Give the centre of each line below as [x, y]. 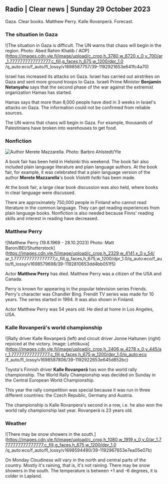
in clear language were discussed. [40, 193]
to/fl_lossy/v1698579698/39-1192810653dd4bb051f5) [60, 264]
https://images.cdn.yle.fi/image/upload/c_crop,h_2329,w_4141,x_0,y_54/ [81, 253]
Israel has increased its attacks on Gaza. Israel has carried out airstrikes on [82, 76]
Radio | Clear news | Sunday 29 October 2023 [78, 9]
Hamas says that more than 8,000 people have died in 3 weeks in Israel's [80, 102]
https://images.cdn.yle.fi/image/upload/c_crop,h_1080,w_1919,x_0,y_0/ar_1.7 [84, 440]
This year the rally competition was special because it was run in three [78, 390]
